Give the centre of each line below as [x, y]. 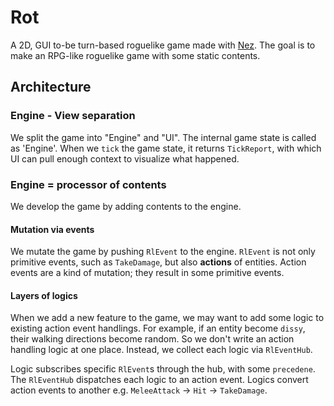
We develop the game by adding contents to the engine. [126, 206]
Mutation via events [52, 229]
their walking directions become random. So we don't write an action [152, 339]
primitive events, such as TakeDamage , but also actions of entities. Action [158, 262]
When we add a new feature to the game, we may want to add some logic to [167, 318]
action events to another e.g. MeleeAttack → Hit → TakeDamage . [139, 390]
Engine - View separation [73, 116]
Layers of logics [44, 295]
